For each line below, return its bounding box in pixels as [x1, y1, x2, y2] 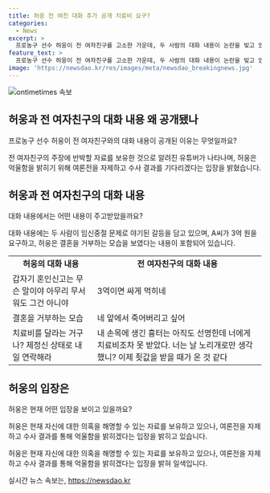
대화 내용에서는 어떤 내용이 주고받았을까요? [8, 211, 143, 221]
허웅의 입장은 [8, 381, 70, 395]
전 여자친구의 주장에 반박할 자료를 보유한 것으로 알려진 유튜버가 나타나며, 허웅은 [8, 153, 257, 162]
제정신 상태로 [26, 340, 73, 351]
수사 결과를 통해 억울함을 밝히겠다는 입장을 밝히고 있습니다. [22, 431, 208, 442]
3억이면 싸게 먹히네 [96, 286, 166, 297]
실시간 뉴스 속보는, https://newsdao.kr [8, 475, 131, 486]
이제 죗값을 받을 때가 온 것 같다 [117, 352, 227, 363]
